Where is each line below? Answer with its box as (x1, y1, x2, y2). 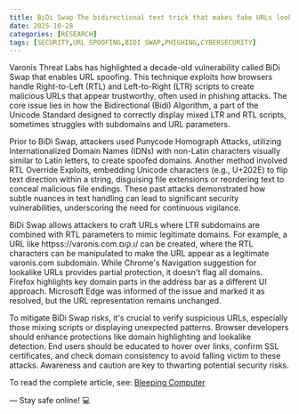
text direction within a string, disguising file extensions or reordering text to (9, 175, 285, 185)
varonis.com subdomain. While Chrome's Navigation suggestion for (9, 257, 257, 268)
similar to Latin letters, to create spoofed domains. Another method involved (9, 155, 287, 166)
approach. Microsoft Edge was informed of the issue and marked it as (9, 286, 265, 296)
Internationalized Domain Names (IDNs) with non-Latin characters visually (9, 146, 281, 157)
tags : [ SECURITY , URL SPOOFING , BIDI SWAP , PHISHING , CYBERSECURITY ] (9, 37, 256, 47)
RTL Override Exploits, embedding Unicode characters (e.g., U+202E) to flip (9, 165, 288, 175)
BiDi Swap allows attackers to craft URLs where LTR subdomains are (9, 220, 261, 231)
